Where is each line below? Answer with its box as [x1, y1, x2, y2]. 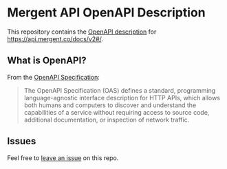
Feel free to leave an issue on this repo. [7, 153, 119, 162]
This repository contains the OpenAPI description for [7, 27, 157, 36]
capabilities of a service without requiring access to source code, [23, 108, 210, 116]
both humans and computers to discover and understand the [23, 101, 197, 109]
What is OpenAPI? [7, 55, 87, 67]
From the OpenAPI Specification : [7, 73, 100, 81]
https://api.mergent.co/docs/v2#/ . [7, 34, 104, 43]
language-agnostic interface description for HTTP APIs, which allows [23, 93, 220, 102]
